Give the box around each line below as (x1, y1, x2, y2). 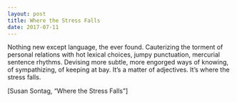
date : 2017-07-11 (7, 23, 59, 30)
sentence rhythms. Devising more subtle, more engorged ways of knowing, (7, 58, 229, 67)
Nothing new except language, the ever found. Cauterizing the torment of (7, 43, 223, 52)
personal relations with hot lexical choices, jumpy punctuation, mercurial (7, 50, 220, 59)
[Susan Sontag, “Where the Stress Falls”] (7, 86, 128, 96)
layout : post (7, 10, 46, 18)
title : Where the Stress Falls (7, 17, 101, 24)
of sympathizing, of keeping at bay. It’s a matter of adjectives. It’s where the (7, 65, 230, 74)
